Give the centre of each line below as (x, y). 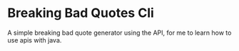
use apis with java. (35, 40)
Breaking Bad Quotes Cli (81, 13)
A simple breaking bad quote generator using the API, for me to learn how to (119, 33)
